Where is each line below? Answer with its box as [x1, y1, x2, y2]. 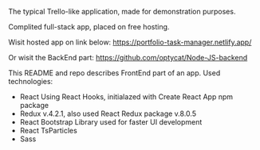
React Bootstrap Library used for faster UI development [19, 117, 203, 126]
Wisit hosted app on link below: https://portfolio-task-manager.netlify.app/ [8, 37, 252, 47]
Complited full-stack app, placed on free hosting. [8, 22, 170, 31]
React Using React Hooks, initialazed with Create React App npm [19, 92, 234, 102]
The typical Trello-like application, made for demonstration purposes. [8, 7, 236, 16]
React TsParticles [19, 126, 77, 135]
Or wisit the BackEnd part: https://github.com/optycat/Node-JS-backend [8, 53, 248, 62]
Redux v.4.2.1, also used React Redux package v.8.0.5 [19, 109, 197, 118]
